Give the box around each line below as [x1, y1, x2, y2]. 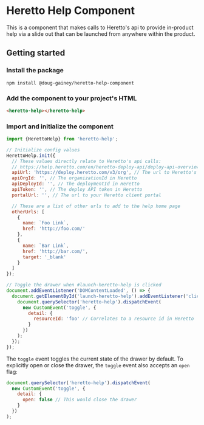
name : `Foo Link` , [22, 220, 69, 226]
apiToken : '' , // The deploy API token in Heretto [12, 187, 143, 193]
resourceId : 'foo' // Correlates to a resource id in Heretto [33, 316, 194, 322]
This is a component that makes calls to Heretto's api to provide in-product [6, 24, 194, 31]
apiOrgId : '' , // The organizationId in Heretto [12, 175, 137, 181]
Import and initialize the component [6, 122, 114, 131]
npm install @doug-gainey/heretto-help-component [6, 80, 135, 86]
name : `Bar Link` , [22, 243, 69, 249]
